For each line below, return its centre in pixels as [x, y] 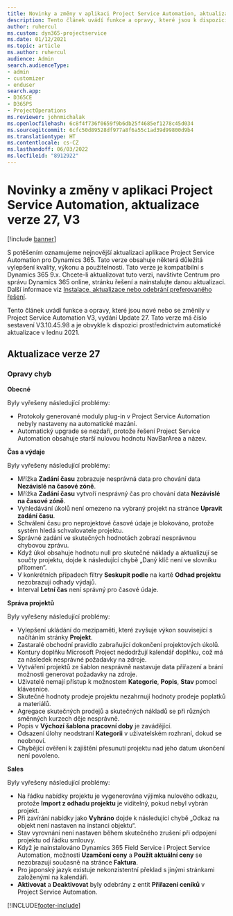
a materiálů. [34, 703]
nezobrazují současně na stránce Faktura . [78, 862]
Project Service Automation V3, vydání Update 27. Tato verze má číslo [107, 318]
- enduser [21, 85]
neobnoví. [32, 740]
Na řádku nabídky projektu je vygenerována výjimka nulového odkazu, [118, 796]
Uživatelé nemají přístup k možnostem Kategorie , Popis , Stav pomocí [117, 681]
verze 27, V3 [44, 220]
